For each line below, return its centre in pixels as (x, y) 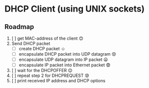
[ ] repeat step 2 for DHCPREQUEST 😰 (50, 75)
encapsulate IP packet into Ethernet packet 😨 (65, 65)
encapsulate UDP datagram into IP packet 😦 (63, 59)
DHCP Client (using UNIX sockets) (75, 9)
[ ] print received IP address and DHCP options (58, 81)
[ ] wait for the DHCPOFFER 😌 (42, 71)
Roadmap (19, 27)
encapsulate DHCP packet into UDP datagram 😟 (67, 54)
